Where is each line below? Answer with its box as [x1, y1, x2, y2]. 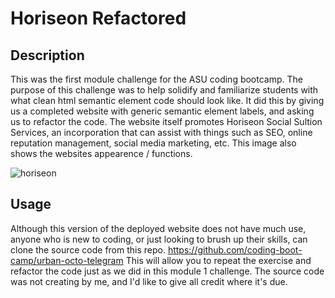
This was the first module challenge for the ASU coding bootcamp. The [10, 73, 303, 85]
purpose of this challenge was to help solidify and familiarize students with [10, 84, 319, 96]
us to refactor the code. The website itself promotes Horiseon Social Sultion [10, 116, 323, 127]
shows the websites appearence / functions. [10, 148, 193, 159]
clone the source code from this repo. [10, 243, 166, 256]
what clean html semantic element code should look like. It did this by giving [10, 95, 325, 106]
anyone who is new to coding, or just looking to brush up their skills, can [10, 233, 308, 245]
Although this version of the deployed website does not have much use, [10, 222, 307, 234]
